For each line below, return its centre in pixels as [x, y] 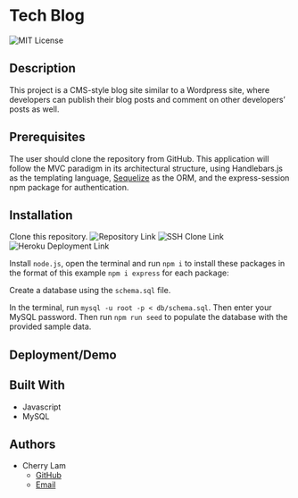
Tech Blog [47, 16]
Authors [33, 444]
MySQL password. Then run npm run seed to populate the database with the [149, 317]
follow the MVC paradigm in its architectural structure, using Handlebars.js [146, 168]
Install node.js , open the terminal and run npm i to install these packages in [147, 264]
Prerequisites [47, 137]
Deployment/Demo [63, 355]
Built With [37, 385]
